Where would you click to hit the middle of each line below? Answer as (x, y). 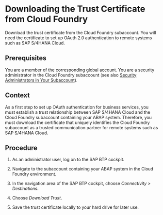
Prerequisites (26, 58)
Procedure (21, 148)
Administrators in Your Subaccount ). (41, 80)
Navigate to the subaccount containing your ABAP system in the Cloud (83, 169)
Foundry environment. (34, 174)
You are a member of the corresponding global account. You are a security (80, 70)
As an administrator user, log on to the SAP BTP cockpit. (68, 160)
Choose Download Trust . (37, 198)
